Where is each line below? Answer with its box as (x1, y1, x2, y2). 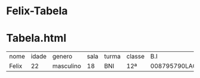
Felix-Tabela (6, 4, 68, 18)
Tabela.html (6, 32, 67, 45)
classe (126, 52, 145, 61)
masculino (52, 62, 82, 70)
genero (52, 52, 73, 61)
